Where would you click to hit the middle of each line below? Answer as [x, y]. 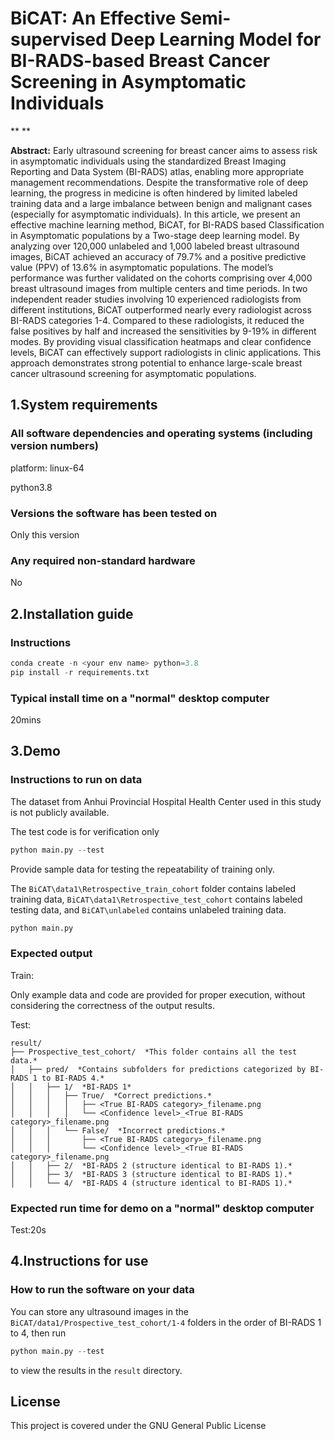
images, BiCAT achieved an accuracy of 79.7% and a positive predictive [158, 256]
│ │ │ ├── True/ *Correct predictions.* [111, 1095]
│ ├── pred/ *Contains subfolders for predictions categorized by [158, 1069]
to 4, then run [38, 1333]
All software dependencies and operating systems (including [161, 434]
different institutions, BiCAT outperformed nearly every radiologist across [161, 309]
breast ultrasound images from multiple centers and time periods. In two [159, 288]
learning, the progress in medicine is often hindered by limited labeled [154, 193]
